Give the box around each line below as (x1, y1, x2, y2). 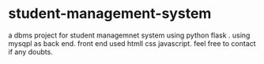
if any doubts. (8, 47, 53, 56)
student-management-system (8, 5, 212, 23)
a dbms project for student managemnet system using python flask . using (8, 30, 251, 40)
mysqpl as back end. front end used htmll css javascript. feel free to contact (8, 38, 256, 48)
